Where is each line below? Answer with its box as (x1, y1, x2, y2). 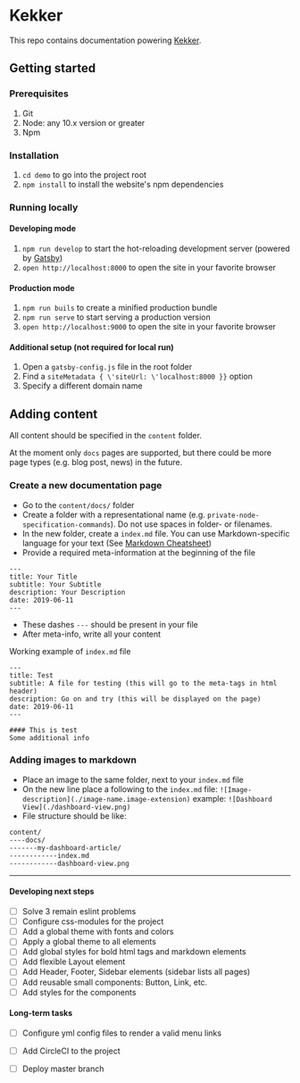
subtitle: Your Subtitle (9, 579, 102, 589)
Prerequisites (9, 87, 69, 100)
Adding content (9, 406, 98, 421)
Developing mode (9, 223, 77, 234)
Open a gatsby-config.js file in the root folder (21, 362, 193, 372)
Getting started (9, 61, 96, 76)
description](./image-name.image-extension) (21, 795, 191, 804)
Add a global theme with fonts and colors (21, 926, 174, 937)
